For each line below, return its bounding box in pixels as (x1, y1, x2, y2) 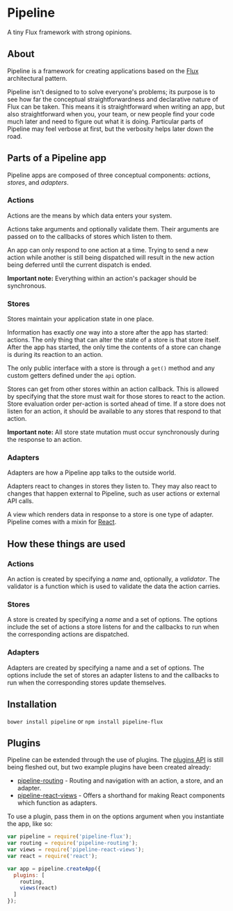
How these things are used (7, 538, 126, 550)
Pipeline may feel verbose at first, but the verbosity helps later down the (7, 124, 214, 133)
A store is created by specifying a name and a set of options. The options (7, 615, 218, 624)
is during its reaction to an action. (7, 351, 103, 359)
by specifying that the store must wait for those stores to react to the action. (7, 392, 225, 401)
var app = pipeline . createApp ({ (7, 865, 101, 872)
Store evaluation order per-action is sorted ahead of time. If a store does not (7, 399, 226, 408)
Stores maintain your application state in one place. (7, 315, 154, 323)
